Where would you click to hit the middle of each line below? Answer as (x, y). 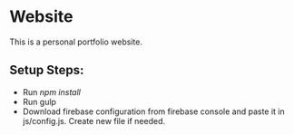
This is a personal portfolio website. (76, 42)
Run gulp (39, 101)
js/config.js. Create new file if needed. (94, 121)
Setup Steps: (47, 70)
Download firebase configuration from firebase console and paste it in (154, 111)
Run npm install (52, 92)
